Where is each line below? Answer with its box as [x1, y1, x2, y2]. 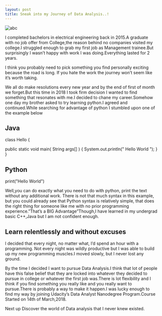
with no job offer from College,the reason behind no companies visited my [5, 39, 153, 45]
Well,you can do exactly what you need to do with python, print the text [5, 188, 147, 194]
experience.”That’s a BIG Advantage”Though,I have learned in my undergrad [5, 208, 158, 214]
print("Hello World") [5, 178, 45, 184]
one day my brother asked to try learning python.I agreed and [5, 100, 128, 105]
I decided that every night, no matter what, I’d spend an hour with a [5, 240, 139, 246]
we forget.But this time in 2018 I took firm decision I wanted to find [5, 89, 137, 95]
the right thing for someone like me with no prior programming [5, 203, 129, 209]
